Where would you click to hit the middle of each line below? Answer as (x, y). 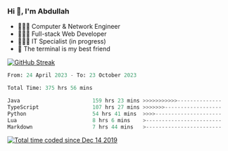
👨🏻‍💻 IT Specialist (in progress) (62, 41)
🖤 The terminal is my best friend (64, 49)
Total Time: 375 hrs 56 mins (50, 88)
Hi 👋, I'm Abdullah (38, 11)
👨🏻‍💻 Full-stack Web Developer (62, 34)
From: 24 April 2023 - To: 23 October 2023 (72, 75)
